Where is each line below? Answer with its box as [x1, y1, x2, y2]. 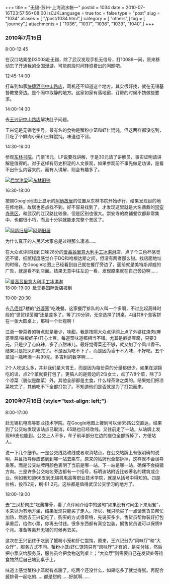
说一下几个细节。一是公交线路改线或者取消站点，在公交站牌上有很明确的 [5, 449, 155, 455]
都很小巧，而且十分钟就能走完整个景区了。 [18, 217, 107, 223]
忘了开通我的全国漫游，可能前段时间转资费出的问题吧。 [9, 63, 124, 69]
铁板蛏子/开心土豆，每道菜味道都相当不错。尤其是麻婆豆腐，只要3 [20, 335, 157, 341]
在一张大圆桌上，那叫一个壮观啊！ [5, 318, 76, 324]
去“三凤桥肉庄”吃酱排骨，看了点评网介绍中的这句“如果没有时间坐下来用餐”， [5, 501, 163, 507]
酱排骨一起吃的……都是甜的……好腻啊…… [5, 573, 90, 579]
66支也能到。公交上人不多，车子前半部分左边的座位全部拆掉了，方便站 [9, 432, 156, 438]
